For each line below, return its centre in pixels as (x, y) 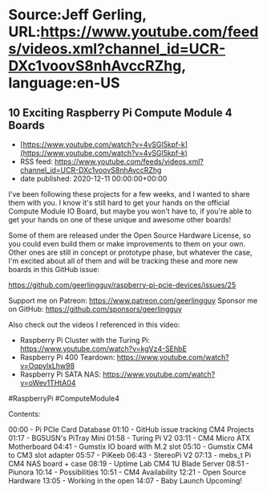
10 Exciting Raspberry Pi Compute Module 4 (120, 113)
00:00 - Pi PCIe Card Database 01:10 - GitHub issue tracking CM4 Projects (131, 430)
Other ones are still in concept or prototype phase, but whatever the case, (130, 252)
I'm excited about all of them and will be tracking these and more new (123, 261)
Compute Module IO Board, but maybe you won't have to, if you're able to (130, 211)
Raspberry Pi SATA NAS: (61, 374)
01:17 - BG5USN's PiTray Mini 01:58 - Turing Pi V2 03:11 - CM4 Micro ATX (129, 438)
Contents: (24, 414)
